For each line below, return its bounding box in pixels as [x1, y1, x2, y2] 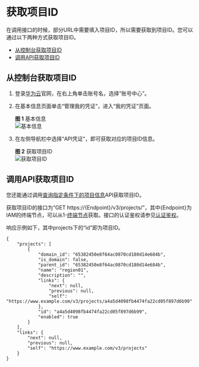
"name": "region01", [37, 267, 89, 273]
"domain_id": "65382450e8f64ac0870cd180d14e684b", [37, 251, 166, 258]
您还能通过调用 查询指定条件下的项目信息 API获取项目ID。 [6, 191, 145, 198]
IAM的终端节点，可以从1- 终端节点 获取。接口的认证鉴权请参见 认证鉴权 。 [6, 211, 182, 218]
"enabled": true [37, 313, 78, 320]
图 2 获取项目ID [14, 148, 52, 155]
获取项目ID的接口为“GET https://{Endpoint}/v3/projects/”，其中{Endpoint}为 [6, 203, 192, 211]
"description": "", [37, 272, 86, 278]
